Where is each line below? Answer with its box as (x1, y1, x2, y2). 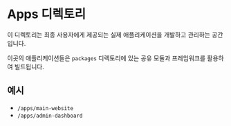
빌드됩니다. (14, 62, 45, 71)
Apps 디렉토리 (7, 6, 86, 22)
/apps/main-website (17, 105, 74, 111)
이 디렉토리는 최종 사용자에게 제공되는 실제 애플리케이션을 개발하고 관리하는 (7, 30, 211, 39)
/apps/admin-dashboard (17, 112, 83, 119)
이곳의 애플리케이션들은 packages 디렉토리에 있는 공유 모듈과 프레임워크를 (7, 53, 206, 62)
